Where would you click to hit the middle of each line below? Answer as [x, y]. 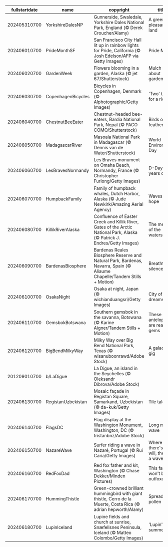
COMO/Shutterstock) [115, 130]
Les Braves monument [117, 160]
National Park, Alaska [115, 232]
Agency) [102, 209]
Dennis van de [108, 148]
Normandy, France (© [116, 170]
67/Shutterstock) [111, 79]
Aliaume [102, 271]
